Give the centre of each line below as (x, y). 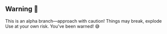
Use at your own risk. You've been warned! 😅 (52, 26)
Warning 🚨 (22, 9)
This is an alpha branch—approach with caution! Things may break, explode (83, 21)
